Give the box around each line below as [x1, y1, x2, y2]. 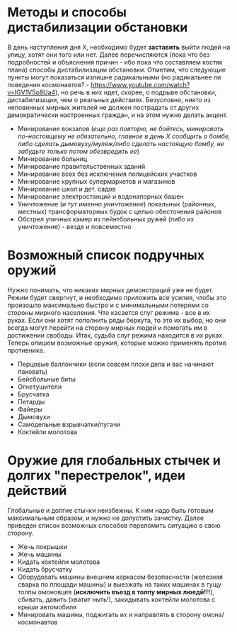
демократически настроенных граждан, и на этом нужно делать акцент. [7, 111, 229, 119]
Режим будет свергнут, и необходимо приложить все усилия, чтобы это [7, 293, 226, 301]
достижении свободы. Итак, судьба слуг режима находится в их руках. [7, 331, 224, 339]
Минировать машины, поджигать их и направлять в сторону [17, 610, 202, 619]
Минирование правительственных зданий [17, 162, 146, 170]
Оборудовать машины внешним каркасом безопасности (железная [17, 572, 224, 581]
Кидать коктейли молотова [17, 558, 100, 566]
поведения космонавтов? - [7, 80, 90, 89]
